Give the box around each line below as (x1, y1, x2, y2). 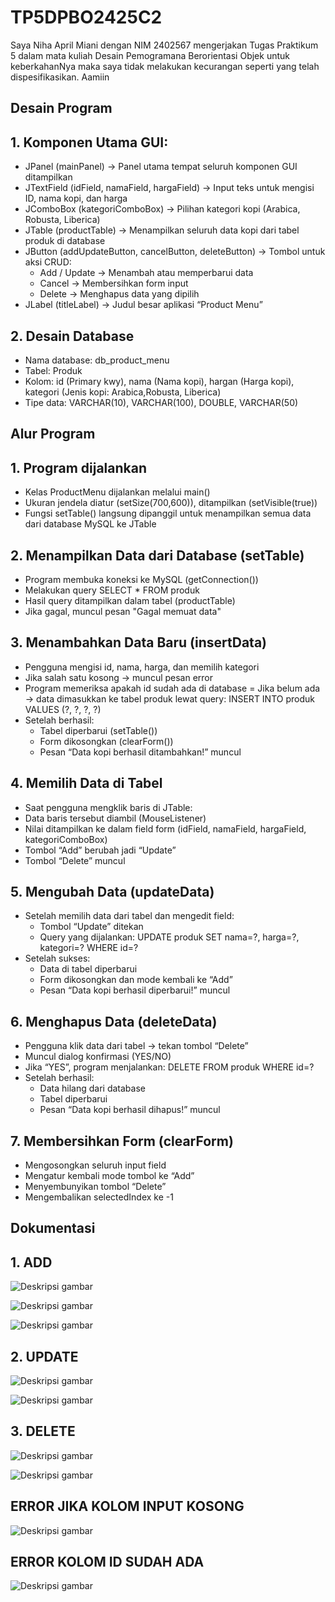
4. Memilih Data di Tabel (10, 775, 163, 792)
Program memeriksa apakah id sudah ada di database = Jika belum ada (24, 682, 321, 694)
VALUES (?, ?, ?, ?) (24, 703, 102, 715)
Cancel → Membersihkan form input (39, 277, 189, 290)
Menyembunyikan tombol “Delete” (24, 1181, 167, 1193)
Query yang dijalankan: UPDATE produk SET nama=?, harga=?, (39, 931, 300, 943)
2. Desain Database (10, 327, 135, 345)
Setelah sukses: (24, 952, 91, 965)
